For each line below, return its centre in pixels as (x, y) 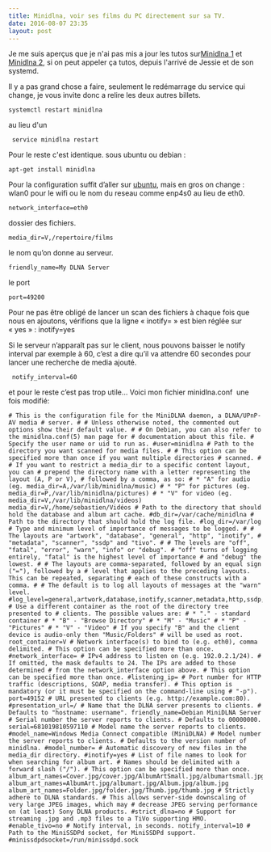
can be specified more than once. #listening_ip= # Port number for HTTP (135, 677)
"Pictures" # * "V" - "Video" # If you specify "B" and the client (124, 628)
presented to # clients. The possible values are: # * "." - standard (129, 614)
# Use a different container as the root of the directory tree (119, 607)
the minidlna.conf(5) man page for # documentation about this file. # (131, 437)
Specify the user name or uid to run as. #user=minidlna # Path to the (131, 444)
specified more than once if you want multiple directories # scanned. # (135, 458)
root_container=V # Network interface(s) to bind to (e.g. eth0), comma (133, 642)
